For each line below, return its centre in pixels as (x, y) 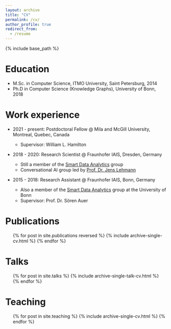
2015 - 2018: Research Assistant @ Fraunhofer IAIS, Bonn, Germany (84, 179)
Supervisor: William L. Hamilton (53, 145)
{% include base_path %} (32, 48)
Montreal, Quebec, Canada (41, 134)
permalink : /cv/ (22, 19)
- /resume (20, 34)
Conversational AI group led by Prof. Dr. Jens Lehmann (78, 170)
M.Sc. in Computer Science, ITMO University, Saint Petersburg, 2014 (85, 83)
